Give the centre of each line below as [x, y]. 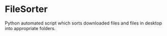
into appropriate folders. [30, 28]
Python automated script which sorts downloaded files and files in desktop [83, 23]
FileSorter [26, 9]
